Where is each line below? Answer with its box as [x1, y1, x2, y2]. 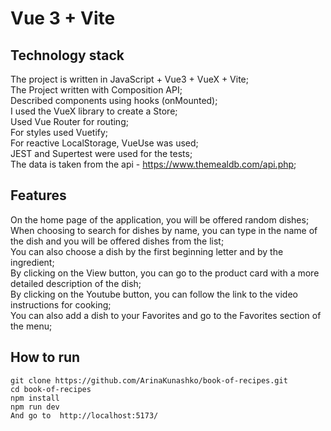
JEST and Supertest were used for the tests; [10, 148, 193, 159]
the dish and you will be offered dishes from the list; [10, 235, 225, 247]
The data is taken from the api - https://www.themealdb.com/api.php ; [10, 158, 297, 170]
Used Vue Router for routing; [10, 116, 129, 127]
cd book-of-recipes [10, 384, 92, 394]
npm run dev [10, 402, 60, 412]
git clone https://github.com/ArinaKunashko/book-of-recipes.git [10, 375, 288, 386]
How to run [10, 349, 81, 366]
